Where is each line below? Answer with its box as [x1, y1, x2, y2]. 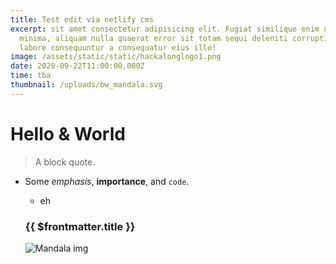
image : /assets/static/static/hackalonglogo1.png [10, 52, 222, 62]
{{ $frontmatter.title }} [24, 219, 136, 233]
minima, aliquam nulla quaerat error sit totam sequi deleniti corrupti [19, 33, 329, 43]
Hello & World [10, 122, 126, 145]
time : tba [10, 71, 52, 81]
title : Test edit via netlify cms [10, 14, 155, 25]
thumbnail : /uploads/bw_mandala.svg [10, 80, 163, 90]
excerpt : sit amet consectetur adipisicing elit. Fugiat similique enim [10, 24, 320, 34]
